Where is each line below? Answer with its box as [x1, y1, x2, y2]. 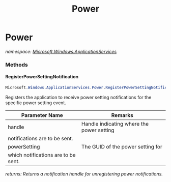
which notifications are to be [8, 151, 76, 158]
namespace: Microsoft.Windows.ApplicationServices [5, 48, 117, 54]
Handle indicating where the [81, 120, 149, 127]
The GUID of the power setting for [81, 143, 163, 150]
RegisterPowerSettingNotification [5, 74, 79, 80]
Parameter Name [21, 111, 64, 118]
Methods [5, 61, 28, 68]
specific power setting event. [5, 100, 66, 106]
